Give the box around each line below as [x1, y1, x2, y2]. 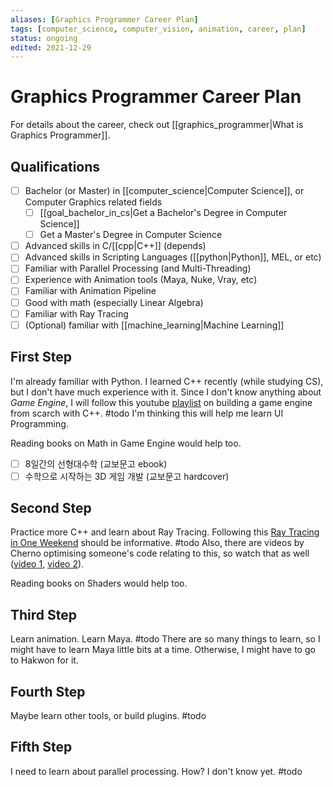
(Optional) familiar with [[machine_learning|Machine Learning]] [24, 319, 285, 331]
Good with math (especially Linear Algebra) [24, 296, 204, 308]
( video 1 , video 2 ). [10, 558, 85, 570]
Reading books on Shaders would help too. [10, 577, 188, 590]
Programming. [10, 417, 69, 430]
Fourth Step [10, 683, 86, 700]
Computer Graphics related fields [24, 196, 163, 208]
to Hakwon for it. [10, 654, 79, 666]
